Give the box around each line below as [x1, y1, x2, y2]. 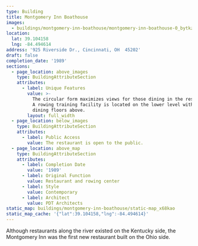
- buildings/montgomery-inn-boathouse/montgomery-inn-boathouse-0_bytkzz [11, 25, 196, 31]
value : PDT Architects [27, 200, 83, 206]
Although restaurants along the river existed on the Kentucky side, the [6, 227, 176, 234]
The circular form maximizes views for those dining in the [32, 96, 183, 102]
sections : [6, 63, 31, 69]
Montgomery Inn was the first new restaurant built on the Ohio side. [6, 234, 171, 240]
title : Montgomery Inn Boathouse [6, 14, 88, 20]
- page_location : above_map [11, 145, 81, 151]
